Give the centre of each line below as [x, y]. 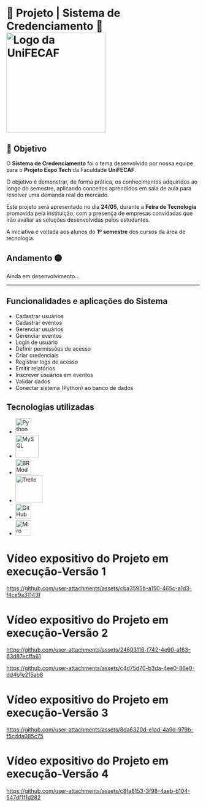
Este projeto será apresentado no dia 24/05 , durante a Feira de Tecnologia [101, 207]
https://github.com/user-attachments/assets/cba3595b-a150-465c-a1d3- [99, 588]
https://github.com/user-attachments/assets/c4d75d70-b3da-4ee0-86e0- [101, 668]
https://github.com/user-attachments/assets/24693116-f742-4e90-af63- [99, 650]
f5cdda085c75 [25, 736]
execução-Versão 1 [56, 571]
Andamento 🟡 [34, 258]
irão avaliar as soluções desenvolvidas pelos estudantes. [78, 220]
